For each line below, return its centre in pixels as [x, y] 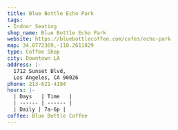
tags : [15, 20]
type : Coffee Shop [33, 52]
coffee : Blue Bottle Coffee [48, 116]
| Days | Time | [43, 97]
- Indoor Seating [32, 26]
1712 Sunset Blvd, [40, 71]
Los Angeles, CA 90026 [46, 77]
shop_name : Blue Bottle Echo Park [57, 33]
